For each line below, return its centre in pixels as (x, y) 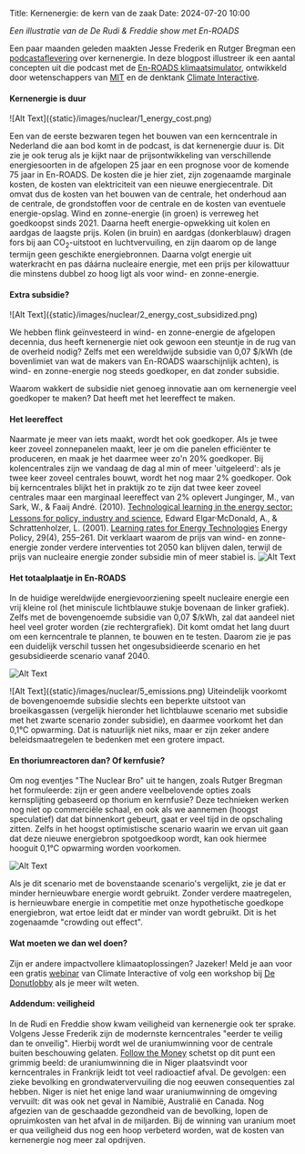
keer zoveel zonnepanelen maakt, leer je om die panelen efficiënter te (140, 449)
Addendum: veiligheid (52, 1004)
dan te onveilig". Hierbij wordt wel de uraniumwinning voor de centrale (141, 1043)
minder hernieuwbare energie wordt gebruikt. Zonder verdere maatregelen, (151, 893)
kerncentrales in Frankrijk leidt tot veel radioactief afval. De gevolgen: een (148, 1072)
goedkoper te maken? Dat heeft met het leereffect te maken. (122, 399)
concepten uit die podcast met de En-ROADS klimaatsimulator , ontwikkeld (148, 68)
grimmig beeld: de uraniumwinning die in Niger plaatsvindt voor (129, 1062)
